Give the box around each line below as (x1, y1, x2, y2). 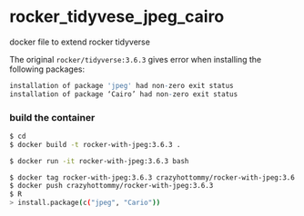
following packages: (9, 64, 86, 74)
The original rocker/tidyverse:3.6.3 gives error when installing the (9, 54, 262, 64)
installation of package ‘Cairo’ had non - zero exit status (9, 89, 238, 99)
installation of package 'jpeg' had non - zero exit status (9, 81, 234, 90)
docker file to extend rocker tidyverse (9, 36, 150, 47)
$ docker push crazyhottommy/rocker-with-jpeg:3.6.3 (9, 182, 214, 191)
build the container (9, 111, 96, 123)
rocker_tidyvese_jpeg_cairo (9, 6, 225, 27)
